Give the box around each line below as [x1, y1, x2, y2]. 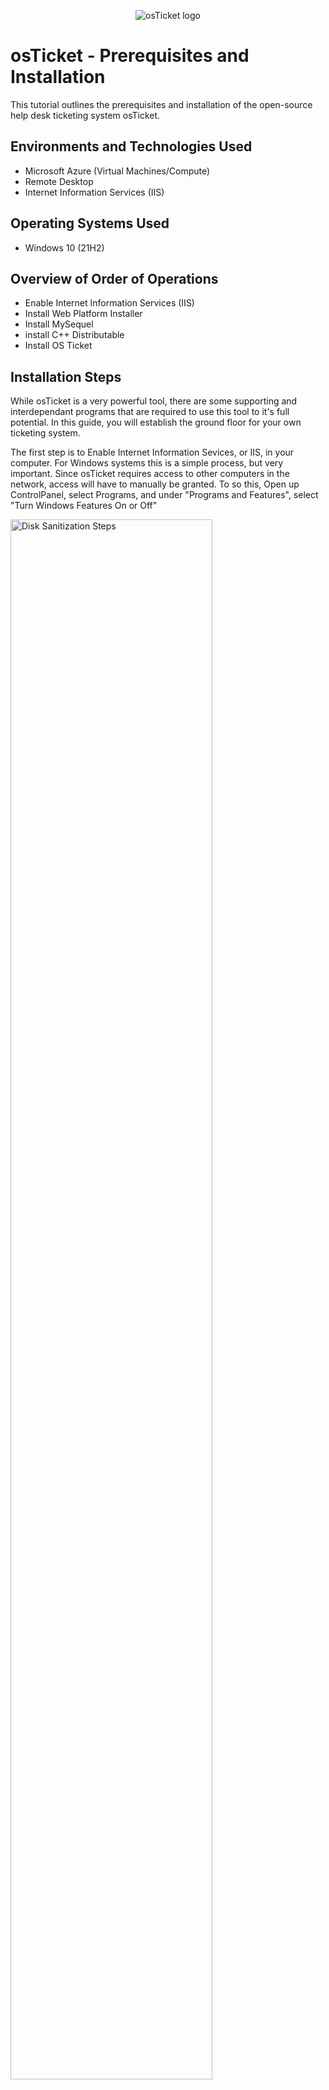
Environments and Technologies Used [10, 138, 253, 155]
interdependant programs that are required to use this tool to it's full [10, 406, 290, 418]
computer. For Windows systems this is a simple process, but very [10, 457, 284, 469]
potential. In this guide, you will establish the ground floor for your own [10, 416, 302, 429]
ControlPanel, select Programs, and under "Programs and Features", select [10, 489, 319, 501]
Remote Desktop [24, 175, 94, 187]
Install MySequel [24, 318, 94, 330]
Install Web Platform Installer [24, 308, 143, 320]
